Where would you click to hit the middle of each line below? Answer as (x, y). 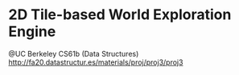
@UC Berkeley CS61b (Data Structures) (74, 53)
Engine (32, 32)
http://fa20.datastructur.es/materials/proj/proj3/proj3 (96, 62)
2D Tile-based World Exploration (120, 15)
